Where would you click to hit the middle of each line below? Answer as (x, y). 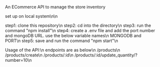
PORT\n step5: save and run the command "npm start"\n (62, 41)
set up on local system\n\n (32, 16)
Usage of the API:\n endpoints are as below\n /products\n (63, 50)
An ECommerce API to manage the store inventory (55, 7)
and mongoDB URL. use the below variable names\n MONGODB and (73, 36)
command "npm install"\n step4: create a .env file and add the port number (80, 30)
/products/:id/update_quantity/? (106, 55)
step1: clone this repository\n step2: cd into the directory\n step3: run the (78, 25)
